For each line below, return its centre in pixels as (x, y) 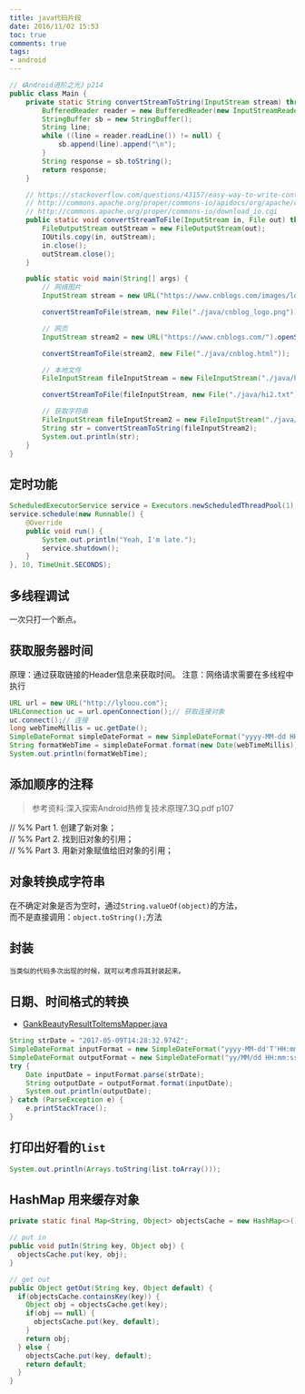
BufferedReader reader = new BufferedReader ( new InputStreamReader (172, 110)
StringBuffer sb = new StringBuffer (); (118, 119)
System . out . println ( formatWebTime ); (79, 754)
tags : (20, 52)
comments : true (38, 43)
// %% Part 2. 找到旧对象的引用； (72, 839)
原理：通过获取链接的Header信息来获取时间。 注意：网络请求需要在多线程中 (152, 674)
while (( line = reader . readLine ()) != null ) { (132, 136)
